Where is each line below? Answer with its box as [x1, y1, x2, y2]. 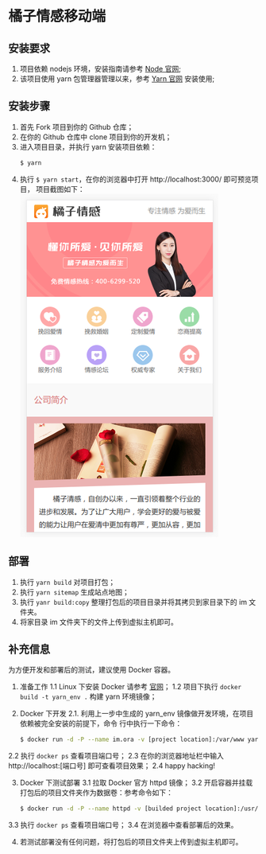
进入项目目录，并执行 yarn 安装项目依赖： [19, 142, 157, 151]
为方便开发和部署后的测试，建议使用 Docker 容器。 [8, 665, 175, 675]
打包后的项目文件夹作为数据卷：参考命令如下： [19, 788, 173, 797]
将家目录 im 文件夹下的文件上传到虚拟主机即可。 [19, 617, 179, 626]
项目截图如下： [35, 184, 85, 193]
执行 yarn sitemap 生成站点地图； [19, 587, 129, 597]
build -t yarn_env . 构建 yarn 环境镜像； [19, 692, 157, 701]
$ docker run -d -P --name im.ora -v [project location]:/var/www [19, 735, 245, 744]
